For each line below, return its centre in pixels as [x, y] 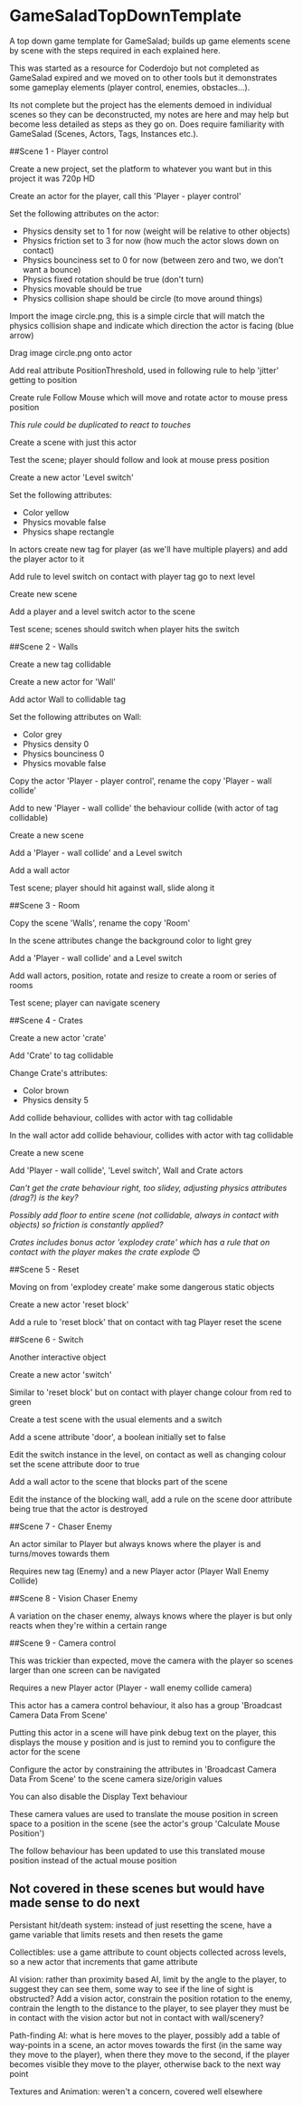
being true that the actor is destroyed [79, 1508]
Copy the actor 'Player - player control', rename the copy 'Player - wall [141, 781]
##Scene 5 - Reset [44, 1269]
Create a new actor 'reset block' [69, 1304]
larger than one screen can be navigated [85, 1670]
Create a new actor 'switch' [61, 1374]
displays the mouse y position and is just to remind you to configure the [142, 1742]
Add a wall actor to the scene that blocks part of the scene [118, 1481]
